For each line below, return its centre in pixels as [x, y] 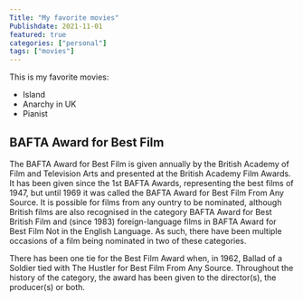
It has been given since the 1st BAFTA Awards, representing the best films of [151, 183]
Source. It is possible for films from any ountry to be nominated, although [146, 202]
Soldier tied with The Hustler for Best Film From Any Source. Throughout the [151, 268]
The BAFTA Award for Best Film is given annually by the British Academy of [149, 164]
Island [34, 95]
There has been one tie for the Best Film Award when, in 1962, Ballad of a [146, 258]
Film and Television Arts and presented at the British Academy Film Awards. [150, 174]
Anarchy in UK [49, 104]
